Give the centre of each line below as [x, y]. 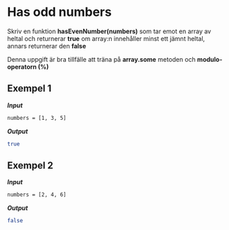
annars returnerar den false [47, 46]
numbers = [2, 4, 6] [37, 195]
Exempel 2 [30, 165]
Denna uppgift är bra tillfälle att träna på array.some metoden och [101, 59]
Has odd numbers [60, 12]
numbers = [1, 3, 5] [37, 118]
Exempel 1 [29, 88]
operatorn [22, 67]
